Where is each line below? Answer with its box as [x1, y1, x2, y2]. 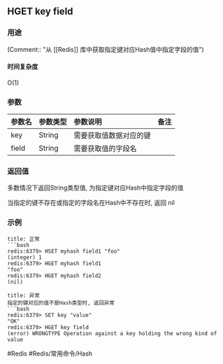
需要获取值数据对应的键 [73, 131, 152, 141]
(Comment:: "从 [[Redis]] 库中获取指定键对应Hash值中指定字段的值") [7, 45, 204, 53]
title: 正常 [7, 235, 40, 242]
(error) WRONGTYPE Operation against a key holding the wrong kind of [7, 330, 217, 337]
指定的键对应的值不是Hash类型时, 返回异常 [7, 299, 115, 307]
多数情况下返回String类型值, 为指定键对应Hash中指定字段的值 [7, 183, 184, 192]
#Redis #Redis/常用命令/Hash [7, 349, 93, 358]
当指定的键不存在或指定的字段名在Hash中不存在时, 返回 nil [7, 199, 175, 207]
